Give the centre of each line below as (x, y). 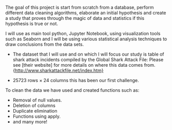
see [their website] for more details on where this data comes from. (84, 65)
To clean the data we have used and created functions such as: (72, 90)
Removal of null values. (37, 100)
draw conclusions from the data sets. (45, 44)
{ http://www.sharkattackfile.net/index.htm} (58, 70)
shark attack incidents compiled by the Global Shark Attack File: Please (88, 60)
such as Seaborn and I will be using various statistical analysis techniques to (86, 39)
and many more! (30, 122)
